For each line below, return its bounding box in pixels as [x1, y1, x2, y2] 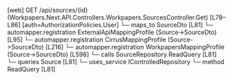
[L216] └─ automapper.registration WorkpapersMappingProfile [45, 43, 225, 51]
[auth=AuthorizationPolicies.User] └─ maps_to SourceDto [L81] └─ [22, 21, 214, 29]
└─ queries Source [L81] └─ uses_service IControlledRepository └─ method [7, 58, 225, 65]
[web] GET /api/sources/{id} [7, 6, 88, 14]
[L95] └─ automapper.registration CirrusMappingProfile [7, 35, 166, 44]
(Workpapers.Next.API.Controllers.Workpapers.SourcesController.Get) [7, 13, 209, 22]
